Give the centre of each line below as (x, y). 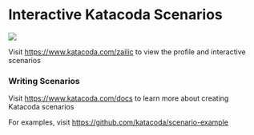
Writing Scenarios (44, 81)
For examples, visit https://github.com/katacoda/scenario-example (118, 122)
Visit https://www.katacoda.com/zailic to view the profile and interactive (127, 52)
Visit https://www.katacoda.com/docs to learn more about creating (119, 98)
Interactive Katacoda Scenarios (115, 15)
